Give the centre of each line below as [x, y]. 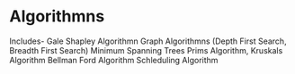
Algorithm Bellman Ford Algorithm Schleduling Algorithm [114, 60]
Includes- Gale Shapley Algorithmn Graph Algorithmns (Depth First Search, [148, 41]
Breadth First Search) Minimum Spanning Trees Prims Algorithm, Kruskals [146, 50]
